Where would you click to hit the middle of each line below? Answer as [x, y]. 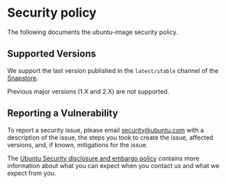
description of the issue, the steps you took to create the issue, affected [110, 137]
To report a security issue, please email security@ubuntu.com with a [106, 130]
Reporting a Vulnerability [63, 114]
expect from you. [32, 173]
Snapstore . [23, 78]
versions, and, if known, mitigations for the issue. [78, 144]
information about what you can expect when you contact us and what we [113, 165]
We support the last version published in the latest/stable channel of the [113, 70]
